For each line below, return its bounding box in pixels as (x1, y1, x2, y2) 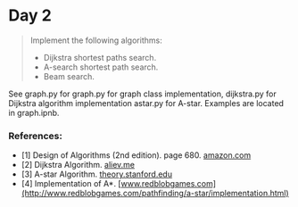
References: (8, 129, 63, 142)
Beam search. (43, 70, 95, 81)
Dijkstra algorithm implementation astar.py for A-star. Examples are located (8, 97, 285, 108)
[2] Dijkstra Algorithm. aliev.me (21, 160, 136, 170)
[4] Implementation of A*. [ (21, 178, 121, 189)
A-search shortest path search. (43, 62, 159, 72)
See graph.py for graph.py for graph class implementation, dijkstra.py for (8, 88, 277, 99)
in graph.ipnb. (8, 107, 60, 118)
